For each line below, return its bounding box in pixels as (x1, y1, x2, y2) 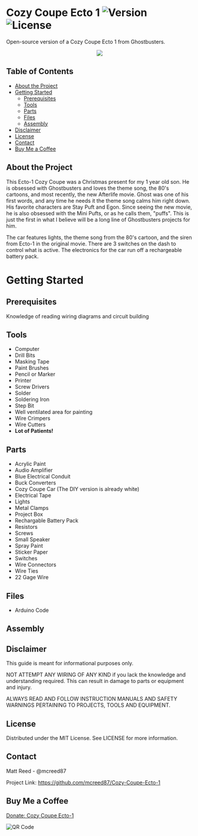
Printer (14, 377, 31, 384)
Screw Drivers (14, 383, 50, 391)
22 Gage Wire (14, 574, 49, 581)
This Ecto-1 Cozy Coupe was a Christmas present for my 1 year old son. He (6, 178, 190, 185)
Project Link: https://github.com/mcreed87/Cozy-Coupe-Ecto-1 (6, 778, 161, 786)
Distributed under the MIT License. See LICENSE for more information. (6, 735, 178, 742)
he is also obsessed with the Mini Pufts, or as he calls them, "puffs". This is (6, 209, 189, 216)
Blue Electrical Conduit (14, 473, 71, 480)
